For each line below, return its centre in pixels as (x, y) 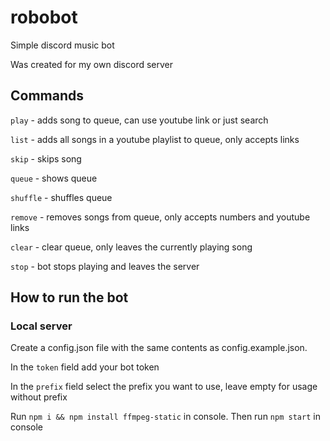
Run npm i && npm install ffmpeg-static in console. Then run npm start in (165, 417)
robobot (44, 17)
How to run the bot (69, 297)
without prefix (39, 397)
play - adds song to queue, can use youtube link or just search (139, 120)
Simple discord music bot (62, 45)
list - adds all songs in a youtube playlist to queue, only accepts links (155, 139)
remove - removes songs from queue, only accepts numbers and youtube (160, 217)
